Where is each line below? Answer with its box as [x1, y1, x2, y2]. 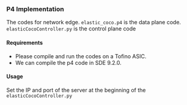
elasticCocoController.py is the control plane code [6, 25, 136, 32]
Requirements [6, 39, 43, 46]
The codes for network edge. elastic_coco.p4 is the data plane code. [6, 19, 182, 26]
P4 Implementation [6, 5, 64, 13]
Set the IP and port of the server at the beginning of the [6, 86, 146, 93]
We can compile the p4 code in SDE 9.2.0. [15, 59, 122, 66]
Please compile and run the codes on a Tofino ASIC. [15, 52, 147, 59]
